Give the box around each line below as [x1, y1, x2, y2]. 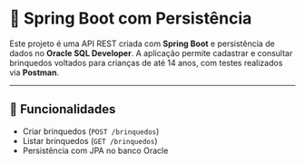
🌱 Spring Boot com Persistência [9, 8, 252, 29]
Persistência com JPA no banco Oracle [22, 145, 169, 156]
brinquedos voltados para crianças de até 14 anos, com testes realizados [9, 57, 283, 68]
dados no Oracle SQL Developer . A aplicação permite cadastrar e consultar [9, 47, 293, 58]
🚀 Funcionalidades [9, 101, 116, 117]
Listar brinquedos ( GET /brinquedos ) [22, 135, 158, 146]
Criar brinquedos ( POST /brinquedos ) [22, 126, 160, 137]
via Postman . [9, 67, 60, 78]
